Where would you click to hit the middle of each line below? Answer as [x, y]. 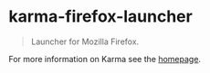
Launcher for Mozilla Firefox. [85, 41]
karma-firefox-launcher [100, 17]
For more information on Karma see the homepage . [105, 59]
